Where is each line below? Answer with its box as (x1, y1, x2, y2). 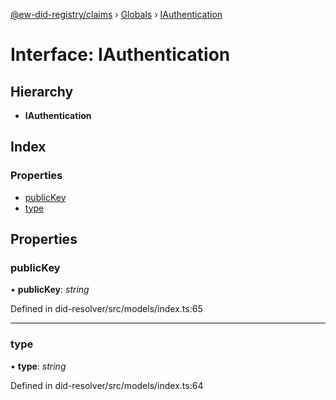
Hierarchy (10, 83, 74, 100)
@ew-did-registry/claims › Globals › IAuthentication (10, 9, 223, 20)
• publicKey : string (10, 284, 90, 296)
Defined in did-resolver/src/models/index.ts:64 (10, 379, 204, 391)
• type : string (10, 360, 67, 372)
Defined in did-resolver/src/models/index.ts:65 (10, 303, 203, 315)
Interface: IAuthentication (10, 44, 231, 66)
